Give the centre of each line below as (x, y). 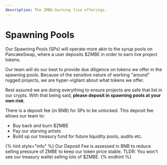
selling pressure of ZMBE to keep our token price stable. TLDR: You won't (81, 151)
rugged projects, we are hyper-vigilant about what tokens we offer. (75, 80)
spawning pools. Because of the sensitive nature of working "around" (77, 75)
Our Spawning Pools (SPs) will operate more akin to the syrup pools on (79, 49)
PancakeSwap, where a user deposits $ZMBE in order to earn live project (81, 54)
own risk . (15, 100)
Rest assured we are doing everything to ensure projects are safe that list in (84, 90)
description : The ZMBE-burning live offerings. (56, 10)
